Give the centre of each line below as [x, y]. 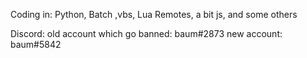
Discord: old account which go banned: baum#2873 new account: [146, 33]
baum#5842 [36, 44]
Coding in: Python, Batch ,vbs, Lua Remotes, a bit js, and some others [154, 14]
